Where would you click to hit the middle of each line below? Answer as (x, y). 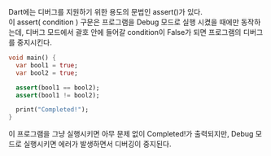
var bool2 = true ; (47, 73)
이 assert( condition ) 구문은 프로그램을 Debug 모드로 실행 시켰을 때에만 (124, 22)
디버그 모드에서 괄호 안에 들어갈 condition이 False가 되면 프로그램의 (133, 32)
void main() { (33, 58)
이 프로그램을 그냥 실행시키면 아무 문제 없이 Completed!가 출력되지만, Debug (131, 134)
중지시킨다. (35, 42)
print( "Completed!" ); (52, 110)
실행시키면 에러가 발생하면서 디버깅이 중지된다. (97, 144)
